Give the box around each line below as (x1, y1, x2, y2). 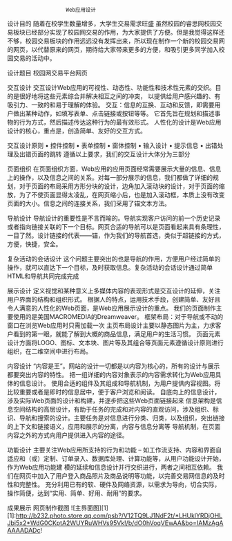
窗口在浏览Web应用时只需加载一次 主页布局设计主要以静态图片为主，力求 (7, 321, 215, 329)
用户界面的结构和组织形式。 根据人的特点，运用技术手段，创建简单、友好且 (7, 295, 221, 303)
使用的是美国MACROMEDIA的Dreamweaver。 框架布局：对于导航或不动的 (12, 313, 224, 320)
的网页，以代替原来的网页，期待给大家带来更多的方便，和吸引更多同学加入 (7, 46, 219, 53)
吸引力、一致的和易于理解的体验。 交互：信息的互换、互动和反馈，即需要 (7, 101, 215, 109)
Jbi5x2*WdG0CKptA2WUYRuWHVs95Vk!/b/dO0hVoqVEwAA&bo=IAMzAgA (7, 519, 224, 527)
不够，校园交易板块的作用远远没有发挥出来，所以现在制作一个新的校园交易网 (7, 37, 225, 45)
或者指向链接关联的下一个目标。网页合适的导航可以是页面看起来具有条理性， (7, 223, 225, 230)
